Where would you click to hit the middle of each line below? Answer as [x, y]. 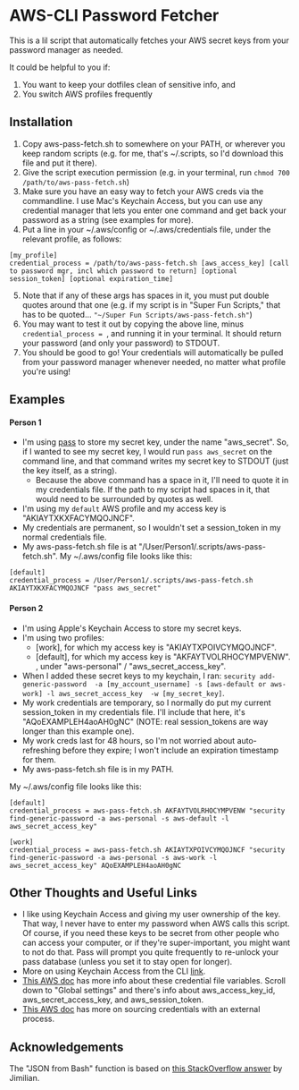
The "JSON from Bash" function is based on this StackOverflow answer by [146, 1069]
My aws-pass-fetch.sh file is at [79, 547]
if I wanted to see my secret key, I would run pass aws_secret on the [147, 452]
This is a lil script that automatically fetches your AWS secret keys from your [149, 40]
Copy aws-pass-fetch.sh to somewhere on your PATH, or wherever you [154, 143]
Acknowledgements [66, 1047]
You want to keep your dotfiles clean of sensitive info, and [129, 84]
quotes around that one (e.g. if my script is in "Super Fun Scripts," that [151, 304]
